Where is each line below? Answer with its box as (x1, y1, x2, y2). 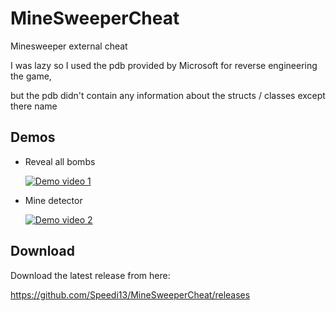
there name (10, 100, 58, 112)
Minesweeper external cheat (10, 40, 128, 52)
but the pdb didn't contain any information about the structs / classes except (10, 89, 326, 101)
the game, (10, 70, 52, 82)
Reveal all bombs (24, 155, 96, 167)
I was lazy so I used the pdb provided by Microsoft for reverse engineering (10, 59, 318, 71)
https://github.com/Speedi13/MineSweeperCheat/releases (10, 288, 251, 301)
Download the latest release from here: (10, 269, 171, 281)
